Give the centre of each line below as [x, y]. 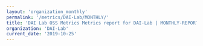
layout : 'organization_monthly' [47, 12]
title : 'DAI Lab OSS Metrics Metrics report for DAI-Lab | [82, 23]
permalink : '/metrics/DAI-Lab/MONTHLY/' [58, 17]
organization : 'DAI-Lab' [37, 28]
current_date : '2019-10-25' [42, 34]
